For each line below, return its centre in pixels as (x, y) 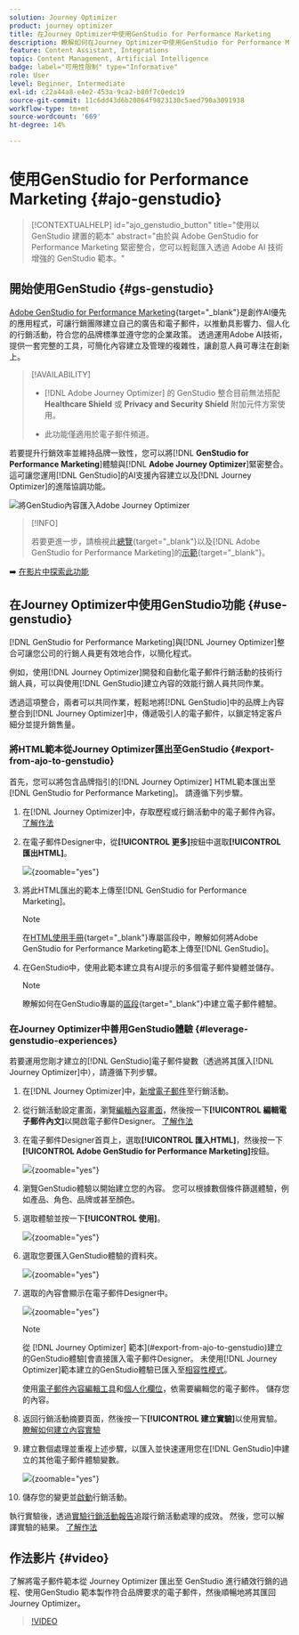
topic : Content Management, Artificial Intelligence (109, 59)
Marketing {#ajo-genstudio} (116, 199)
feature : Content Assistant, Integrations (89, 51)
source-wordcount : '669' (55, 117)
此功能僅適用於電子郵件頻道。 (99, 433)
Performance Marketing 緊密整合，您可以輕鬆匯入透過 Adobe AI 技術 (157, 247)
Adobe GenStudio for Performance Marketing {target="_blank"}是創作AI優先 (148, 312)
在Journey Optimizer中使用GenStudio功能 (127, 605)
